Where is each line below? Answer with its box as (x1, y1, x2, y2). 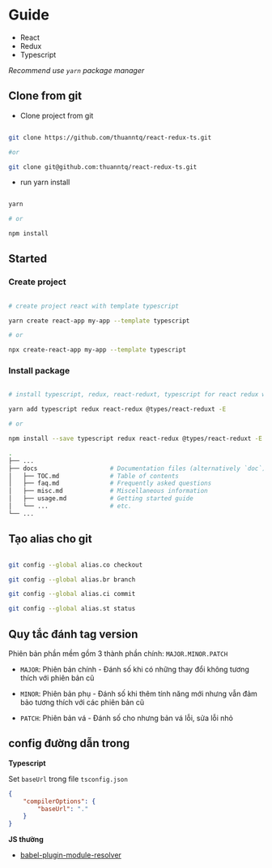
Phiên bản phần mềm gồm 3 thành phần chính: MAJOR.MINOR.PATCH (8, 648, 228, 659)
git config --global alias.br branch (8, 575, 136, 584)
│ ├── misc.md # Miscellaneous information (8, 487, 208, 495)
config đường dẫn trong (8, 736, 130, 750)
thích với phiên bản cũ (19, 672, 95, 683)
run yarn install (19, 177, 70, 188)
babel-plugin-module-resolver (19, 850, 121, 860)
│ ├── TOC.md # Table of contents (8, 472, 180, 480)
